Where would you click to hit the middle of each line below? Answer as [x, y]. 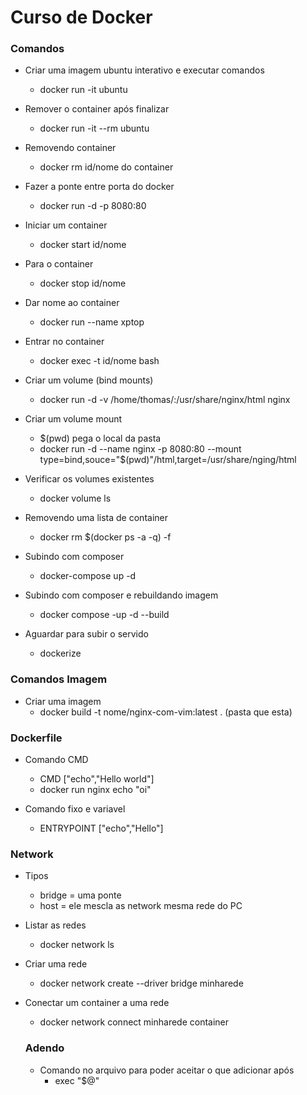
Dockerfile [36, 738]
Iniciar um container [66, 225]
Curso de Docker [81, 17]
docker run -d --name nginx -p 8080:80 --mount [140, 449]
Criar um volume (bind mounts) [89, 380]
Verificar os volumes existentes [89, 479]
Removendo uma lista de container [96, 518]
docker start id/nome [83, 245]
